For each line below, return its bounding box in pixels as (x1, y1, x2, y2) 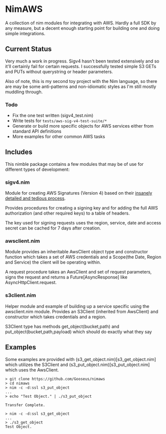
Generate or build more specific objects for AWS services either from (12, 123, 154, 129)
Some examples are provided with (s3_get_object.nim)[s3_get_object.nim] (5, 356, 156, 362)
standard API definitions (12, 128, 62, 135)
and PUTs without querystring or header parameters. (5, 69, 113, 74)
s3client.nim (5, 292, 36, 299)
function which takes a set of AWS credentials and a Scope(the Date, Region (5, 254, 162, 260)
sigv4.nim (5, 179, 30, 186)
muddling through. (5, 88, 43, 95)
